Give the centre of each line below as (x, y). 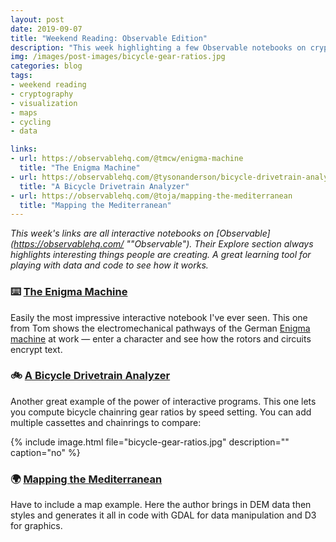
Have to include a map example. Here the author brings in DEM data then (161, 505)
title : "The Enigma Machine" (80, 168)
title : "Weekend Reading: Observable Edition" (109, 38)
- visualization (44, 103)
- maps (24, 112)
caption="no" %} (45, 452)
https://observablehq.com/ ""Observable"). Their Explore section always (163, 244)
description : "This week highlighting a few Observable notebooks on (158, 47)
